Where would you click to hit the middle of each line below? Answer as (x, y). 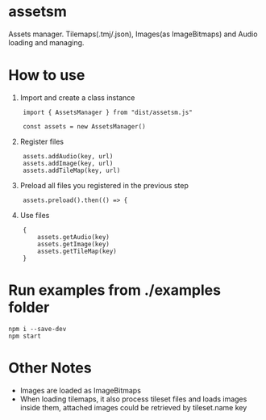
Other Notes (50, 368)
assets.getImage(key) (74, 244)
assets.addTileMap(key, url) (72, 170)
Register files (42, 141)
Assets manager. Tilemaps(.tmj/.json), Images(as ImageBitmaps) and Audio (133, 34)
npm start (25, 336)
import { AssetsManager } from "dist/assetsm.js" (108, 112)
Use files (35, 215)
